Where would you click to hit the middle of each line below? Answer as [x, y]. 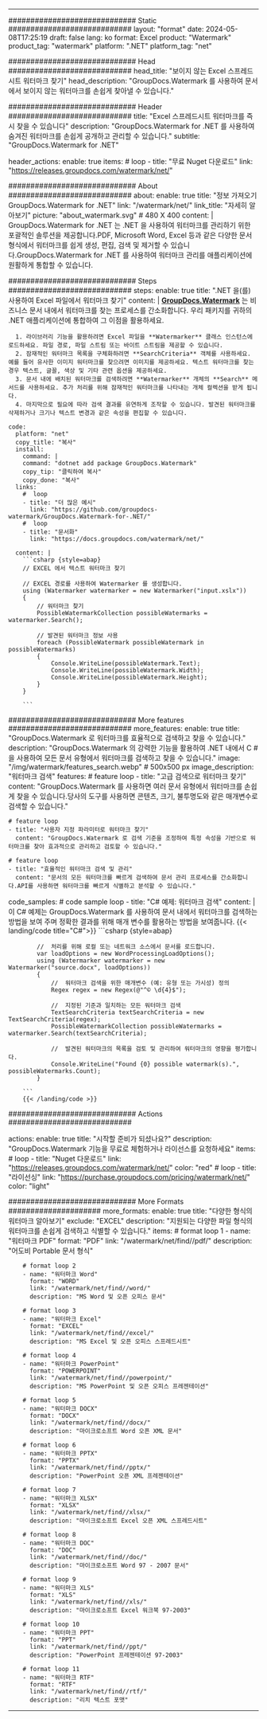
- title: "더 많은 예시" [60, 503]
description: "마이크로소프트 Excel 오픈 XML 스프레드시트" [118, 1521]
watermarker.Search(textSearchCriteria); [78, 1033]
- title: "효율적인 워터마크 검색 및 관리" [70, 869]
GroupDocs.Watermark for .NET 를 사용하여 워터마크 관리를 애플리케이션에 [134, 255]
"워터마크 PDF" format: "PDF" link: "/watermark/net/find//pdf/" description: [130, 1241]
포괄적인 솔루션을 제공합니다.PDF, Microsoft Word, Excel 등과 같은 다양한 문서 [130, 235]
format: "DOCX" [54, 1416]
